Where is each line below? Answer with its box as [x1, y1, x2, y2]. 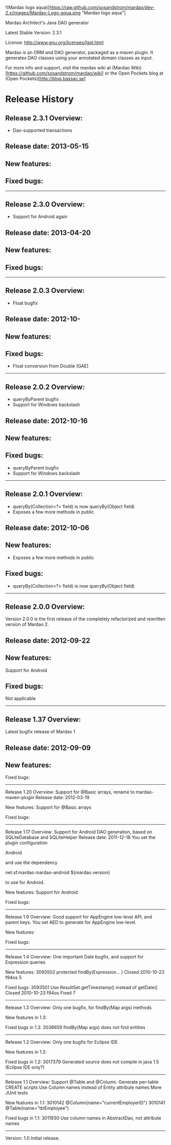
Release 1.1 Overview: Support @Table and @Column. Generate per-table [5, 1079, 159, 1085]
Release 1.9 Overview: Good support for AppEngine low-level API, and [5, 914, 152, 920]
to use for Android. [5, 879, 45, 885]
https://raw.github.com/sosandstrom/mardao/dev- [49, 5, 155, 10]
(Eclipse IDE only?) [5, 1064, 45, 1070]
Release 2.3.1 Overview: [5, 113, 83, 122]
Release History [5, 94, 74, 105]
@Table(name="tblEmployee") [5, 1105, 69, 1111]
